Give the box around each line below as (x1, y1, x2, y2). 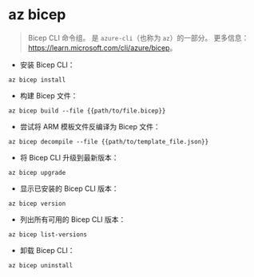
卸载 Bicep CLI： (19, 245, 75, 255)
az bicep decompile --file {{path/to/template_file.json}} (8, 137, 209, 145)
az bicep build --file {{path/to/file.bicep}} (8, 106, 166, 115)
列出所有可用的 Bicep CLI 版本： (19, 214, 126, 224)
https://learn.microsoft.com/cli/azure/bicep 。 (27, 42, 177, 53)
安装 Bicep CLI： (19, 60, 75, 69)
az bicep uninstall (8, 261, 73, 269)
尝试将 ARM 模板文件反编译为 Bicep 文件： (19, 121, 161, 131)
